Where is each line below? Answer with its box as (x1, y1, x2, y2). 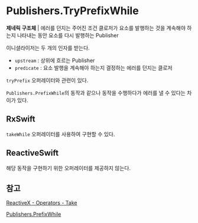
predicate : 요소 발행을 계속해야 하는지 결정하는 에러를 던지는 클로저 (14, 64, 173, 71)
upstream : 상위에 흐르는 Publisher (14, 57, 95, 64)
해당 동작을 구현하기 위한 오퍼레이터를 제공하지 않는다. (6, 164, 131, 172)
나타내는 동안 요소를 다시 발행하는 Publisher (17, 31, 119, 39)
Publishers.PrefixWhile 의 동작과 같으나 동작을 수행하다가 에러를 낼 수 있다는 (6, 89, 186, 96)
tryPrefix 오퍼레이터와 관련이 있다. (6, 77, 89, 84)
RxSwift (6, 114, 35, 124)
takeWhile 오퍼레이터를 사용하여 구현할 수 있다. (6, 130, 115, 137)
